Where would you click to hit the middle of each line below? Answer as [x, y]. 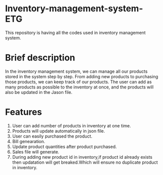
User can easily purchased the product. [52, 136]
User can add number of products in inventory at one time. [71, 125]
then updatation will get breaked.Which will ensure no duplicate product [85, 162]
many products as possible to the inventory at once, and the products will [79, 87]
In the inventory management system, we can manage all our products [76, 71]
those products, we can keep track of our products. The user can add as [79, 82]
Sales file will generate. [36, 152]
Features [24, 112]
